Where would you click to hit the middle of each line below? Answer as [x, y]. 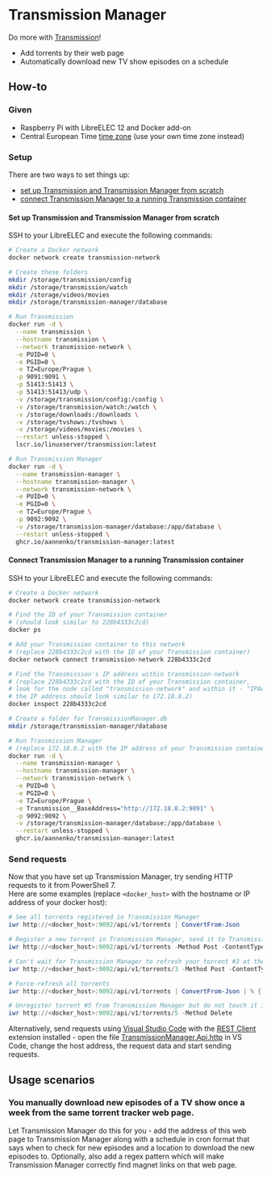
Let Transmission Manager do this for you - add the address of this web [127, 1130]
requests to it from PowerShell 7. [62, 886]
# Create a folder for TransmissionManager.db [88, 719]
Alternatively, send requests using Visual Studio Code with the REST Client [132, 1029]
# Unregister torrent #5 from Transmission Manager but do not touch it [133, 1006]
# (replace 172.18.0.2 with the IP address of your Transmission [120, 748]
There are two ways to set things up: [69, 175]
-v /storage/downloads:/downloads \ [77, 414]
